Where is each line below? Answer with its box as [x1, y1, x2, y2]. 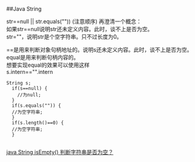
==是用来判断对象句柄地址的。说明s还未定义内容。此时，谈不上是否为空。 [6, 46, 193, 53]
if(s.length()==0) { [12, 120, 64, 126]
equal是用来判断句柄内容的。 [6, 54, 79, 61]
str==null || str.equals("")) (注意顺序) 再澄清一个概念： [6, 18, 142, 25]
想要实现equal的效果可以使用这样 [6, 61, 90, 68]
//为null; [17, 92, 41, 98]
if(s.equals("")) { [12, 103, 62, 109]
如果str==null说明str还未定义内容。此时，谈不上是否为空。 [6, 26, 154, 32]
